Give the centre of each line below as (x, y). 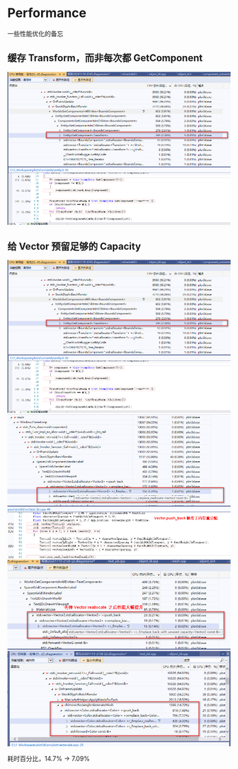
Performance (47, 13)
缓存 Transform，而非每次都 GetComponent (105, 58)
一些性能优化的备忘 (35, 33)
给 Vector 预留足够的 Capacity (74, 247)
